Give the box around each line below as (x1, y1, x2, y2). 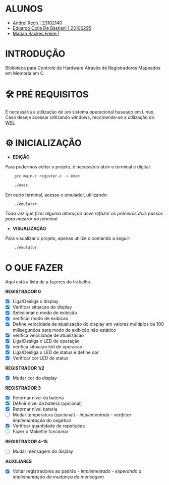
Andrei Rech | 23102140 (12, 20, 63, 26)
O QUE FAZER (5, 262, 63, 274)
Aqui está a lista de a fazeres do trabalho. (5, 279, 92, 285)
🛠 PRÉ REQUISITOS (5, 89, 89, 100)
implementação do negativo (12, 417, 72, 423)
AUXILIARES (5, 458, 32, 464)
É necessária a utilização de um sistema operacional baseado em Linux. (5, 109, 155, 115)
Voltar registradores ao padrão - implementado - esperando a (12, 468, 142, 474)
